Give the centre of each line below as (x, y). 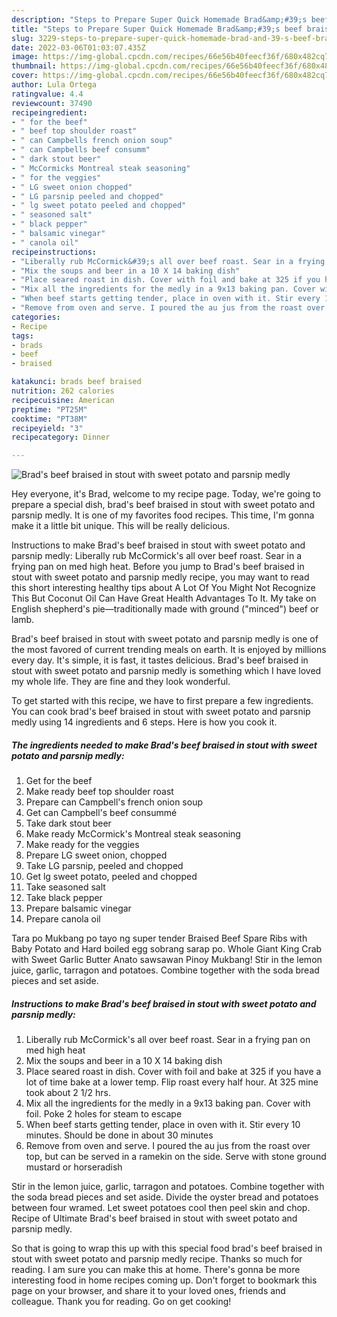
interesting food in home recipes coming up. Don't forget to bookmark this (164, 1280)
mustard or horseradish (74, 1167)
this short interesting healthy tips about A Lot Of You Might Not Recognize (163, 588)
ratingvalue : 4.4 (47, 94)
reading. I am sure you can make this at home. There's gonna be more (156, 1270)
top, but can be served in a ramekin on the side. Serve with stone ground (176, 1157)
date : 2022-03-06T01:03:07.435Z (78, 47)
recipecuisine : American (63, 400)
